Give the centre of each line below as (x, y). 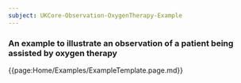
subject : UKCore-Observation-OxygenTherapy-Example (95, 15)
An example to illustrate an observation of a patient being (121, 43)
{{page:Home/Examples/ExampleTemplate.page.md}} (96, 70)
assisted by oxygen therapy (63, 53)
